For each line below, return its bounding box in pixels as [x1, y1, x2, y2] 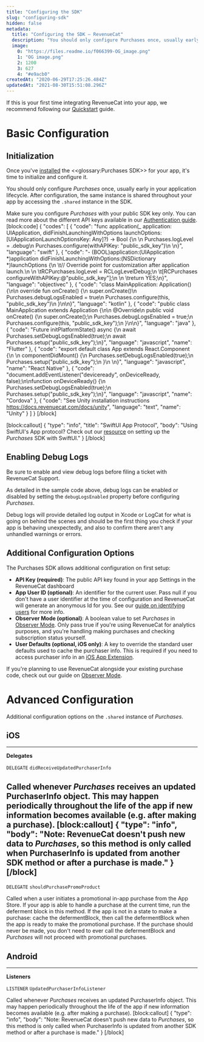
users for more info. [15, 608, 65, 615]
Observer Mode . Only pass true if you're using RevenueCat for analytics [15, 621, 195, 628]
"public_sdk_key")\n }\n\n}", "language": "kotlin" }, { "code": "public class [6, 300, 190, 307]
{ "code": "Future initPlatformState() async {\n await [6, 326, 137, 333]
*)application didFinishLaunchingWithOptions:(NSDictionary [6, 255, 157, 262]
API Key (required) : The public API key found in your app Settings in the [15, 576, 196, 583]
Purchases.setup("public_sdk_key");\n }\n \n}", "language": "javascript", [6, 358, 186, 365]
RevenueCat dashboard [15, 582, 75, 590]
